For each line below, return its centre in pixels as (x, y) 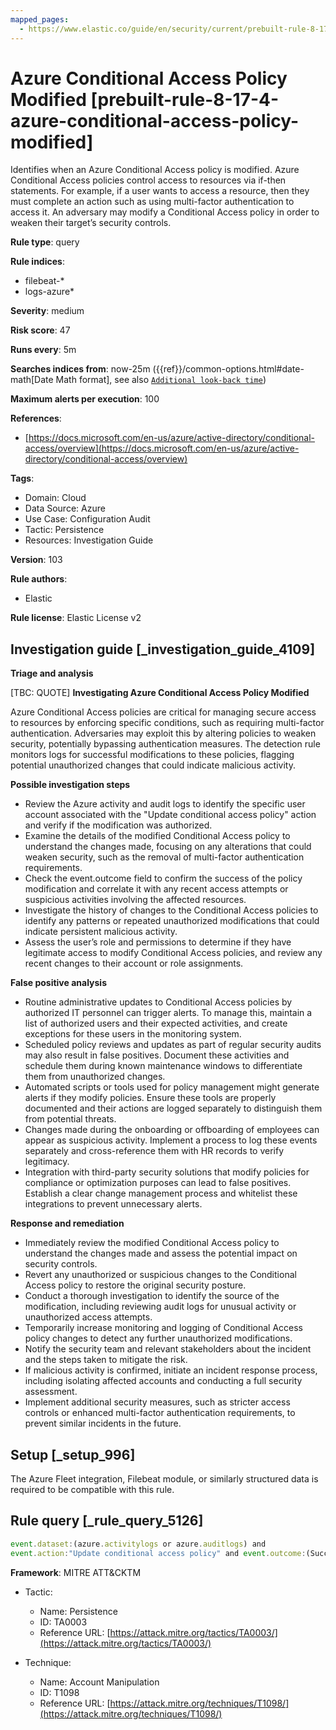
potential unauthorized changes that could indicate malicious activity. (153, 765)
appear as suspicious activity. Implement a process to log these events (171, 1140)
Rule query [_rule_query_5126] (107, 1521)
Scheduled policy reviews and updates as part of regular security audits (173, 1045)
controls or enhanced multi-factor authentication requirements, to (160, 1413)
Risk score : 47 (40, 330)
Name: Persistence (78, 1611)
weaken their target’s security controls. (91, 223)
